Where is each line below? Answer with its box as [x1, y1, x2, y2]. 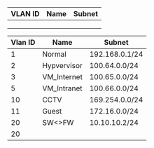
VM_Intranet [41, 83, 83, 93]
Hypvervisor [41, 61, 83, 70]
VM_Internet [41, 72, 83, 81]
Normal [41, 49, 66, 59]
